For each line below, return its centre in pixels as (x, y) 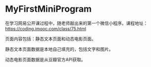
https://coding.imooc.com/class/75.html (46, 28)
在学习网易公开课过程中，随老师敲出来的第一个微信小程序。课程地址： (76, 23)
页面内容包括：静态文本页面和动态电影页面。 (51, 39)
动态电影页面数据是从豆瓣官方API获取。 (45, 59)
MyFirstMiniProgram (48, 9)
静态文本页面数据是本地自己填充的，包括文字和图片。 (59, 49)
